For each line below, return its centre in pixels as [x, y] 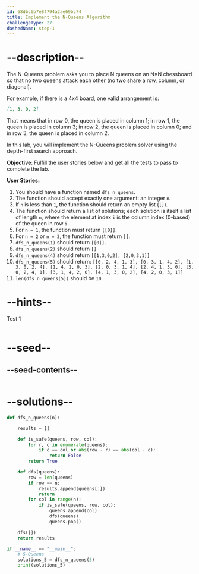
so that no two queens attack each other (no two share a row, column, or [96, 80]
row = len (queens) [51, 477]
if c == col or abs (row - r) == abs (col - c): [97, 450]
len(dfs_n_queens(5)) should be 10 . [59, 278]
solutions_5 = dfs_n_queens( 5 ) [56, 560]
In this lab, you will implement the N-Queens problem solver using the [92, 145]
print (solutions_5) [42, 566]
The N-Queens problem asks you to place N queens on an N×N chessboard [99, 74]
